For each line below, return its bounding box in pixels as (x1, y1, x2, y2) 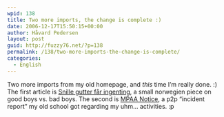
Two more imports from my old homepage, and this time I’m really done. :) (7, 80, 217, 88)
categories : (7, 55, 41, 62)
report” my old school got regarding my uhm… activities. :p (7, 102, 174, 110)
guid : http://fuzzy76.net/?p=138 (7, 42, 103, 49)
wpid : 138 (7, 10, 36, 17)
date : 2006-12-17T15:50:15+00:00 (7, 23, 103, 30)
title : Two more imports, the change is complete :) (7, 17, 162, 23)
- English (13, 61, 41, 68)
